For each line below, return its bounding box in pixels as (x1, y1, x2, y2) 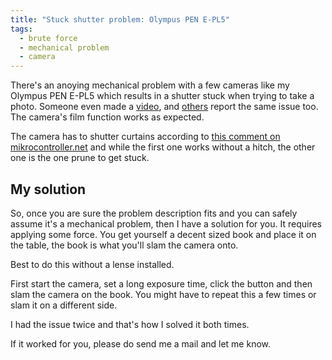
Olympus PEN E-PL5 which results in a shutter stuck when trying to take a (10, 90, 315, 102)
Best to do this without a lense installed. (10, 258, 175, 270)
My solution (10, 181, 87, 198)
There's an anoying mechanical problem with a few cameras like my (10, 79, 290, 91)
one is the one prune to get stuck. (10, 152, 150, 164)
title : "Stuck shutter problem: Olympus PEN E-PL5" (10, 14, 230, 25)
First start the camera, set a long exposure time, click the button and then (10, 277, 313, 290)
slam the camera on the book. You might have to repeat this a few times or (10, 288, 317, 300)
